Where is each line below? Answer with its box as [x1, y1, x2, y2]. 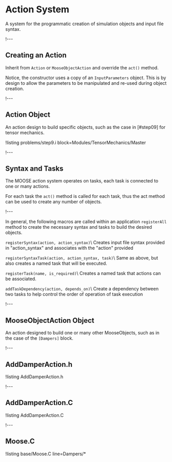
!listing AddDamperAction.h [5, 374, 64, 380]
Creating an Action [5, 51, 67, 60]
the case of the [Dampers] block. [5, 335, 73, 341]
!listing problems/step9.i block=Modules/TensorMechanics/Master [5, 139, 146, 145]
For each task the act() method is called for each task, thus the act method [5, 193, 165, 199]
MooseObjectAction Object [5, 316, 94, 325]
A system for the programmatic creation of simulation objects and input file [5, 21, 164, 27]
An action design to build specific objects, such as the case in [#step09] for [5, 124, 166, 130]
